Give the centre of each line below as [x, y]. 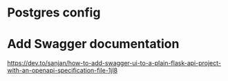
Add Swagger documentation [93, 44]
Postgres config [54, 13]
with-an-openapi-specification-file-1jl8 [63, 71]
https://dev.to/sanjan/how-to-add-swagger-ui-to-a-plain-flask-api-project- [114, 63]
